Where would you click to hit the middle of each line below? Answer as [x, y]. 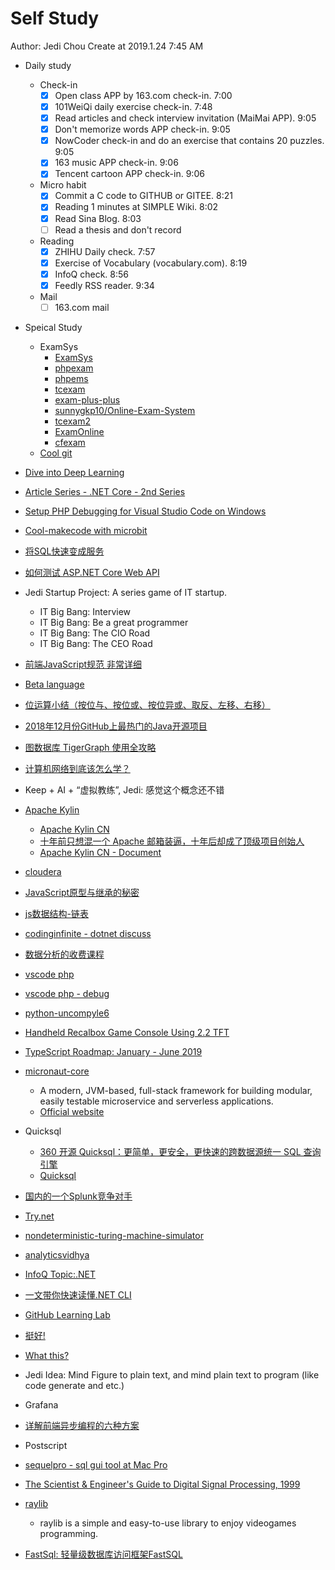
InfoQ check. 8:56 [91, 274]
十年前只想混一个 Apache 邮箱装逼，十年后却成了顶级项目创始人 [172, 841]
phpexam [74, 368]
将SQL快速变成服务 [64, 551]
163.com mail [82, 307]
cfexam [70, 442]
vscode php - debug [67, 993]
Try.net [39, 1216]
